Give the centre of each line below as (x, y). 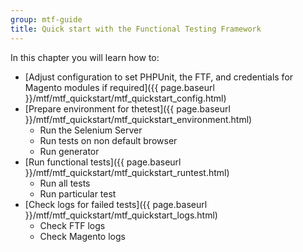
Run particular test (78, 193)
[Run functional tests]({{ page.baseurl (103, 162)
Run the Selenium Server (91, 130)
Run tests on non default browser (108, 140)
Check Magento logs (82, 236)
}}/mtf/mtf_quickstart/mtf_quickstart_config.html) (125, 98)
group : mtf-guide (46, 19)
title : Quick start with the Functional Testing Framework (136, 29)
